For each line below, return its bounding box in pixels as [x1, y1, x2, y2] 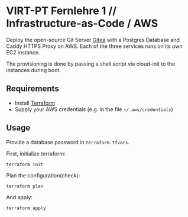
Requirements [6, 84, 59, 94]
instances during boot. [6, 66, 61, 73]
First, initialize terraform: [6, 150, 66, 157]
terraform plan [6, 183, 44, 189]
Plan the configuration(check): [6, 171, 80, 179]
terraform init [6, 161, 44, 167]
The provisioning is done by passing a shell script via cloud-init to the [6, 60, 176, 67]
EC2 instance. [6, 48, 40, 56]
